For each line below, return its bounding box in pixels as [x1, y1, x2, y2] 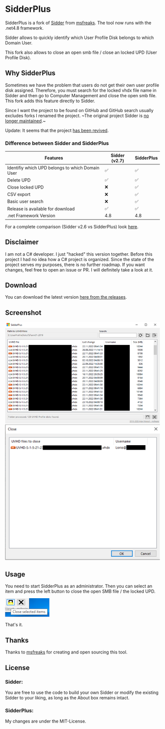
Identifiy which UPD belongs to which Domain [7, 164, 100, 171]
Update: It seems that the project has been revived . [5, 127, 109, 133]
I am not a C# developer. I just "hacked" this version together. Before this [5, 251, 153, 257]
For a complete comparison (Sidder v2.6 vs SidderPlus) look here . [5, 224, 139, 230]
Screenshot [5, 308, 42, 317]
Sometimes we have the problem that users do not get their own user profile [5, 82, 160, 88]
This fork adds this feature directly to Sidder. [5, 98, 96, 104]
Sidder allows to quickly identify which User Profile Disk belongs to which [5, 35, 154, 40]
